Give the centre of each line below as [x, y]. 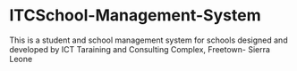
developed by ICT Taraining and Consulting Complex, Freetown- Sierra [140, 49]
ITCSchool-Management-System [135, 16]
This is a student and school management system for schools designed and [148, 40]
